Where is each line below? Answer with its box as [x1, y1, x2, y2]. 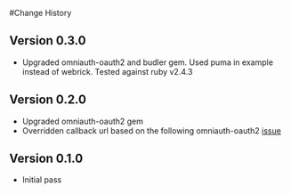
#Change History [9, 8, 72, 18]
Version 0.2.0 [9, 93, 87, 108]
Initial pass [21, 174, 62, 185]
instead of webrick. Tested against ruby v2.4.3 [21, 66, 193, 77]
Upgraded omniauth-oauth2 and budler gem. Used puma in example [21, 57, 274, 68]
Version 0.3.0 [9, 33, 86, 48]
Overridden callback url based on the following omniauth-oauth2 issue [21, 125, 282, 136]
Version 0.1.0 [9, 151, 84, 166]
